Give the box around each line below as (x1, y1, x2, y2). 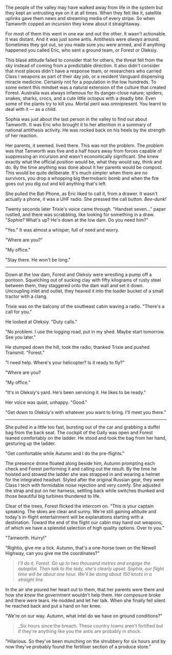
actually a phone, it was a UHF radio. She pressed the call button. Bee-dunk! (5, 196, 166, 202)
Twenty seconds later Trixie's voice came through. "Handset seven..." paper (5, 206, 166, 212)
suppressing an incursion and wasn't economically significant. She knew (5, 154, 159, 159)
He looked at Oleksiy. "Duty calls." (5, 319, 78, 325)
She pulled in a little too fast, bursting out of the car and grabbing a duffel (5, 424, 160, 430)
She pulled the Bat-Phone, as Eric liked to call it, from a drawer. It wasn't (5, 191, 158, 197)
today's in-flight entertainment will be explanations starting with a (5, 514, 144, 520)
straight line (17, 576, 44, 583)
